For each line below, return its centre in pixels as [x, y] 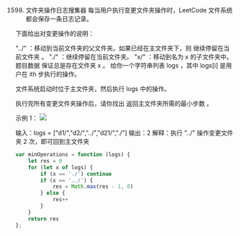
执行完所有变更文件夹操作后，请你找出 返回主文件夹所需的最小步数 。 [114, 103]
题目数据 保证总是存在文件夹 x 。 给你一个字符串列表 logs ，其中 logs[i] [117, 65]
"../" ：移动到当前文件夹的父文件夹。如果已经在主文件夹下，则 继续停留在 [120, 48]
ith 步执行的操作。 [55, 74]
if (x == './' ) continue [76, 174]
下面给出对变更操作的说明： [55, 34]
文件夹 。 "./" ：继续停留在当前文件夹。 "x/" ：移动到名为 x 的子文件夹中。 [127, 57]
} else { [53, 193]
